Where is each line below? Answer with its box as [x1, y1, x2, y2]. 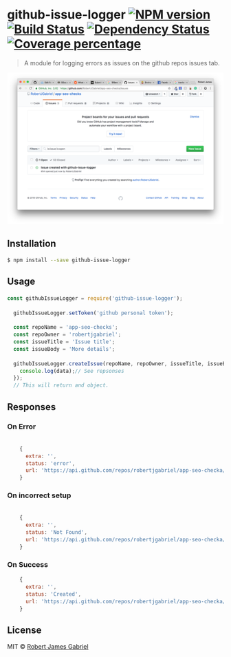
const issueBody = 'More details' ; [13, 345, 115, 352]
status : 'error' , [25, 460, 76, 467]
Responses [7, 401, 56, 413]
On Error [7, 422, 36, 431]
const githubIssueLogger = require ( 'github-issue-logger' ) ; [7, 294, 184, 302]
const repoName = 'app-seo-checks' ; [13, 324, 118, 331]
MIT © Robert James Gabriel [7, 643, 89, 651]
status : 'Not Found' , [25, 529, 88, 536]
